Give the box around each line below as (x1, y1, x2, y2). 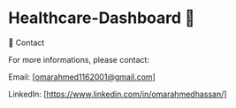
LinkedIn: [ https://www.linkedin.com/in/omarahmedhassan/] (8, 89, 227, 99)
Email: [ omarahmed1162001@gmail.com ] (8, 71, 156, 82)
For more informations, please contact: (8, 54, 149, 65)
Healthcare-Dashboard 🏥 (8, 8, 195, 28)
